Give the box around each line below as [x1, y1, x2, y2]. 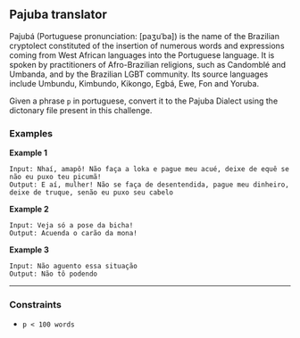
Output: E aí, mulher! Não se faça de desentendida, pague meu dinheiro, [9, 180, 290, 190]
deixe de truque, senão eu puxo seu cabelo [9, 188, 174, 197]
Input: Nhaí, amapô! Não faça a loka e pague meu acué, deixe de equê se [9, 165, 290, 174]
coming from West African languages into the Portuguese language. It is [9, 49, 275, 61]
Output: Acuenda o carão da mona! [9, 229, 138, 238]
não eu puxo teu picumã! [9, 173, 102, 182]
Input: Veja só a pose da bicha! [9, 221, 134, 230]
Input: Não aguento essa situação [9, 262, 138, 271]
